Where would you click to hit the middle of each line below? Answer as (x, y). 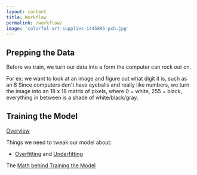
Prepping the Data (41, 52)
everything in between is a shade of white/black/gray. (72, 98)
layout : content (26, 12)
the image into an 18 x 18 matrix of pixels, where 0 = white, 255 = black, (94, 91)
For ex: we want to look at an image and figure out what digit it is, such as (97, 79)
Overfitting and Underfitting (49, 153)
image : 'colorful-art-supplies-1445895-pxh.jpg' (68, 28)
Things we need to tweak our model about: (59, 142)
